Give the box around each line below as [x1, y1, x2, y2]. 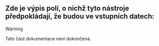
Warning [5, 26, 23, 32]
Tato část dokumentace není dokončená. [5, 35, 92, 41]
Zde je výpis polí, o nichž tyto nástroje [5, 4, 129, 13]
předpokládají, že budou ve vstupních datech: [5, 12, 155, 21]
